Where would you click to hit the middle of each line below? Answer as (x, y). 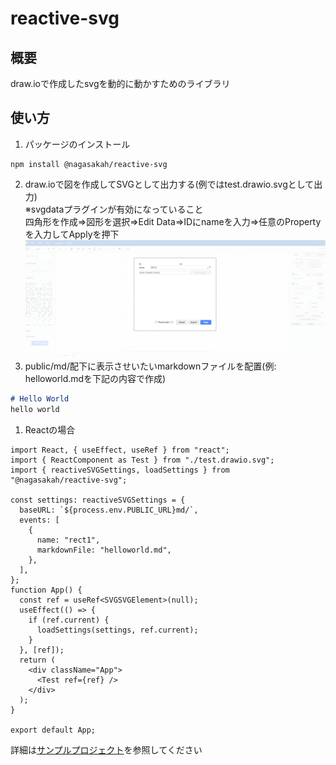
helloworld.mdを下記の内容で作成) (95, 379)
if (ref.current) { (69, 620)
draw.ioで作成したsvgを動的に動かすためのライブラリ (120, 83)
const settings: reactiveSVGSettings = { (98, 500)
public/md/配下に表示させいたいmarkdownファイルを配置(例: (150, 366)
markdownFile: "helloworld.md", (104, 550)
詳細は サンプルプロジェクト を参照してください (106, 750)
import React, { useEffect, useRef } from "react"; (120, 450)
